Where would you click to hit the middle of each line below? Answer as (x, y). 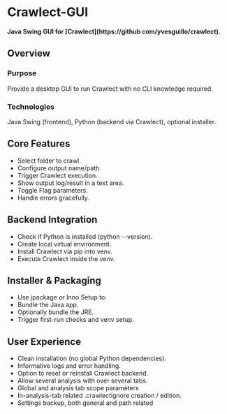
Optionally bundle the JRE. (56, 312)
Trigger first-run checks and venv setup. (75, 320)
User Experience (44, 342)
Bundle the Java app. (48, 305)
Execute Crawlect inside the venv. (66, 258)
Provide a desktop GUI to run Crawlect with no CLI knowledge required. (110, 89)
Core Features (39, 144)
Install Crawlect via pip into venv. (65, 251)
